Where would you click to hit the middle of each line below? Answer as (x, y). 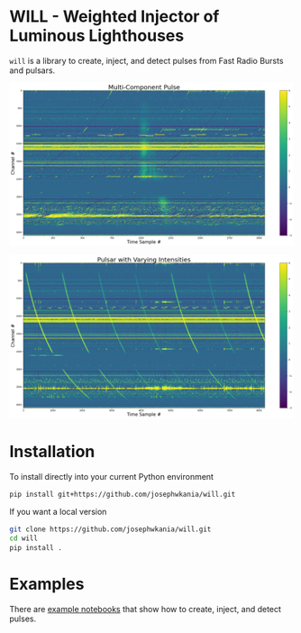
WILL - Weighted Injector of (114, 17)
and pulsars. (32, 70)
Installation (52, 451)
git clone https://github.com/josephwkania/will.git (110, 529)
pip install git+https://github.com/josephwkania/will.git (123, 494)
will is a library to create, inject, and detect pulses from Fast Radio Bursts (146, 60)
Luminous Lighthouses (97, 36)
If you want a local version (58, 511)
